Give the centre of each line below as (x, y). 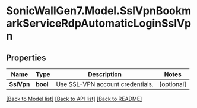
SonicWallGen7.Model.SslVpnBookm (99, 11)
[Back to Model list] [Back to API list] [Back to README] (74, 99)
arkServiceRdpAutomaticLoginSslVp (99, 23)
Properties (26, 58)
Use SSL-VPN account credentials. (105, 84)
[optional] (173, 84)
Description (105, 74)
